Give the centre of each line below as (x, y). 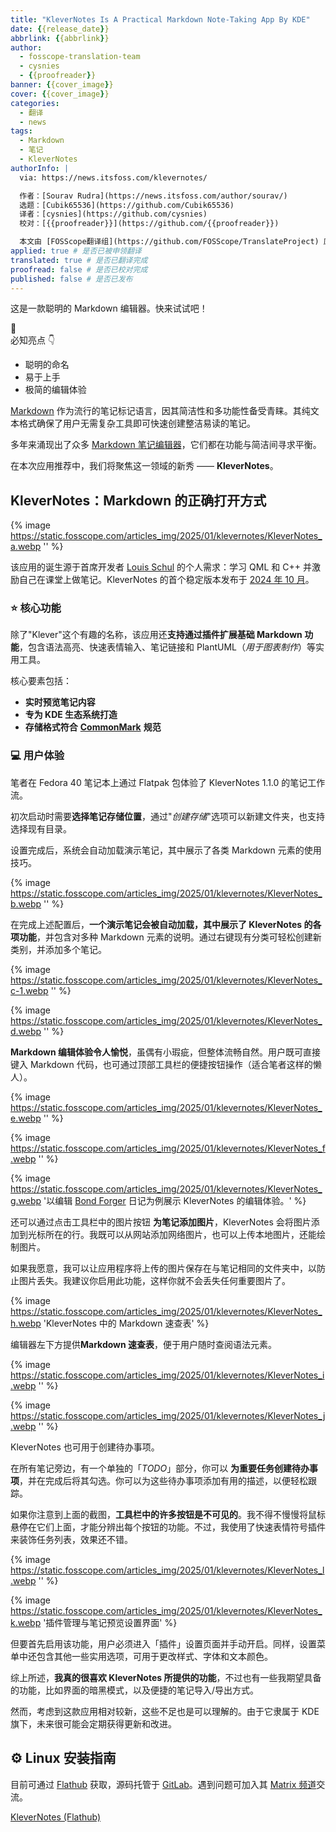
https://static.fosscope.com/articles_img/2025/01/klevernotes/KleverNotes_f (168, 1148)
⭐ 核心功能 (36, 608)
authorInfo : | (40, 168)
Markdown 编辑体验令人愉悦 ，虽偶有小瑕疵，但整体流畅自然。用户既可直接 (166, 1052)
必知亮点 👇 (33, 340)
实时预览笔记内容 (60, 702)
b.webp (26, 903)
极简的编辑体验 (55, 390)
